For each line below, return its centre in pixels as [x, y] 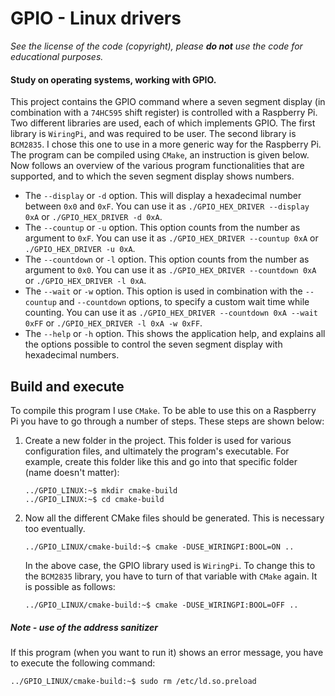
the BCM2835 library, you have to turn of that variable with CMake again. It [171, 576]
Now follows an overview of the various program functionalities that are [157, 166]
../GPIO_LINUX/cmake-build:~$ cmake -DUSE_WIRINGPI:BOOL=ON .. [159, 547]
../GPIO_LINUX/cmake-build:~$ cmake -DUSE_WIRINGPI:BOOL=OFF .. [161, 605]
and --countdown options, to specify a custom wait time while [184, 302]
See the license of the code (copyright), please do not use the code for [156, 46]
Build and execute [67, 386]
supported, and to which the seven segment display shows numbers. [152, 176]
